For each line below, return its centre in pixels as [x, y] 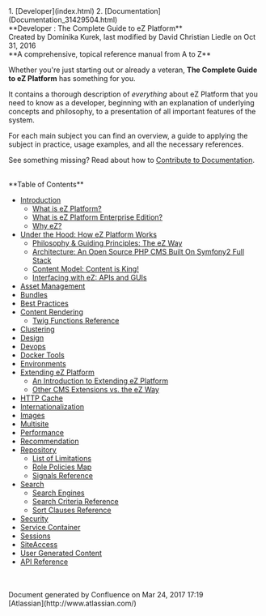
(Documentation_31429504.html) [63, 19]
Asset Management [53, 286]
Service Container [50, 527]
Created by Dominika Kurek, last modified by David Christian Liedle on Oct [132, 37]
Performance [42, 432]
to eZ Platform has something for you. [72, 78]
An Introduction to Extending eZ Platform [100, 381]
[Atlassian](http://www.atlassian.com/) [73, 603]
